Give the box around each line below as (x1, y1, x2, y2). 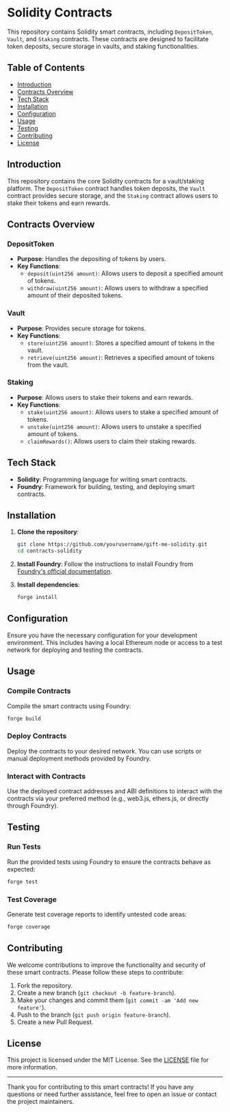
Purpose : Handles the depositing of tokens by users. (16, 255, 166, 263)
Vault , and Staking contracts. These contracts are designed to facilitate (7, 34, 209, 43)
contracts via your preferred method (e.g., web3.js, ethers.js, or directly (7, 795, 209, 803)
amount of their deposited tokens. (27, 291, 123, 299)
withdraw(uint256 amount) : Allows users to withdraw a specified (27, 284, 209, 293)
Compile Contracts (7, 686, 71, 696)
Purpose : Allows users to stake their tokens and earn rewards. (16, 393, 194, 401)
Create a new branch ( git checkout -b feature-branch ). (16, 988, 177, 997)
